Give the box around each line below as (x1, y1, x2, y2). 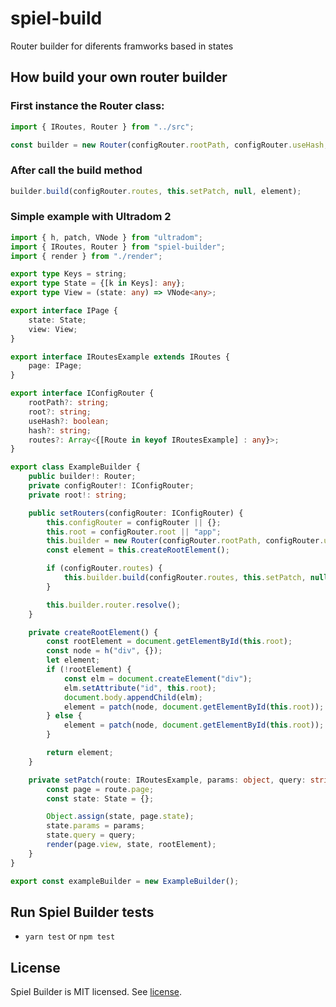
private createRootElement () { (28, 627, 159, 637)
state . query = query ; (46, 830, 137, 841)
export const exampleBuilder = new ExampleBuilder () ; (10, 876, 240, 886)
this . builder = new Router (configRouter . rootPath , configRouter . (46, 536, 325, 546)
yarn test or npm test (24, 930, 116, 942)
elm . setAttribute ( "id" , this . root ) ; (63, 683, 217, 693)
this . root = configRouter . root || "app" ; (46, 527, 222, 537)
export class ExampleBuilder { (10, 462, 141, 472)
